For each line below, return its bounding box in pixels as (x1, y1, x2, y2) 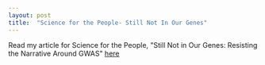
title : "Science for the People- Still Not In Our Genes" (8, 19, 208, 27)
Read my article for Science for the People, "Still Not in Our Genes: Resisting (8, 40, 258, 49)
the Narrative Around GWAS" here (8, 49, 120, 58)
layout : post (8, 11, 52, 20)
